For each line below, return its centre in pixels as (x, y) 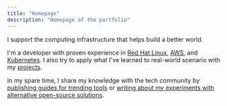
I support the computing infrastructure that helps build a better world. (105, 39)
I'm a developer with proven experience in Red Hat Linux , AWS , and (103, 53)
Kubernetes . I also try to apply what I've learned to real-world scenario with (114, 59)
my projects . (25, 67)
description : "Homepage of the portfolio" (69, 20)
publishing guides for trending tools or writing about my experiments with (111, 88)
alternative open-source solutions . (56, 95)
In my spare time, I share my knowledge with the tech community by (104, 80)
